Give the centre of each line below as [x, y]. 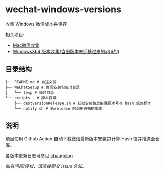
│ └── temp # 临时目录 [30, 93]
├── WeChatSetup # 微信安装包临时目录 [42, 87]
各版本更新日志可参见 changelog [39, 155]
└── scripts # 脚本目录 [31, 98]
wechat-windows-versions [63, 9]
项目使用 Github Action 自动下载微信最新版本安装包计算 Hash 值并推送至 [80, 138]
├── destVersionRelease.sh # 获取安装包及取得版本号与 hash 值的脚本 [83, 103]
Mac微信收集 [26, 45]
